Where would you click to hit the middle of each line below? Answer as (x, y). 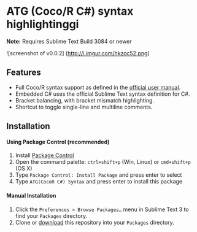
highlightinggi (43, 24)
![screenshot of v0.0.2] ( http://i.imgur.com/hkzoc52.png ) (78, 53)
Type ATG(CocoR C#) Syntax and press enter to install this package (99, 182)
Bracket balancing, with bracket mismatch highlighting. (85, 100)
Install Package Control (44, 155)
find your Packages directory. (51, 215)
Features (24, 73)
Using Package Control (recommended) (58, 142)
